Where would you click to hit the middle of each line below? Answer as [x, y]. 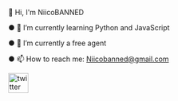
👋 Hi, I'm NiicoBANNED [46, 12]
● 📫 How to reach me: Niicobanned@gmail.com [89, 59]
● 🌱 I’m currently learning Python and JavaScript [89, 27]
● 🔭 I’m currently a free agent [57, 43]
